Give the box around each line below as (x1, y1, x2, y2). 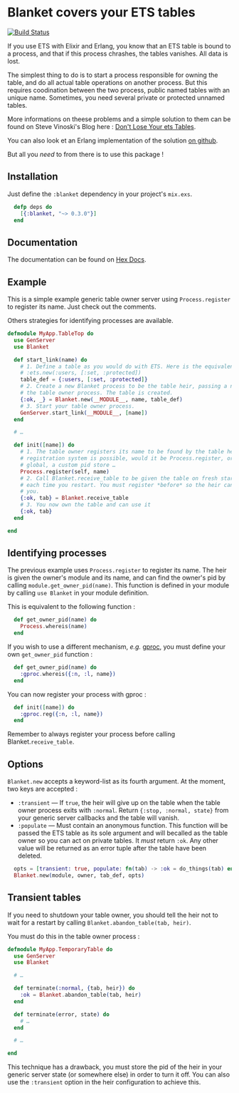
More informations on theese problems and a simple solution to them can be (7, 115, 231, 123)
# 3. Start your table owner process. (20, 402, 135, 410)
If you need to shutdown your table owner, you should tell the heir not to (7, 910, 218, 919)
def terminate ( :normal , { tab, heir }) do (14, 985, 135, 992)
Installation (7, 170, 58, 183)
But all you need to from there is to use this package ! (7, 150, 164, 158)
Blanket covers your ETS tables (7, 4, 196, 21)
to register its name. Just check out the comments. (7, 302, 156, 311)
